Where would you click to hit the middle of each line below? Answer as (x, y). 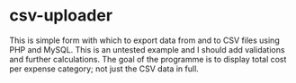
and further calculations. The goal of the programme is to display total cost (148, 59)
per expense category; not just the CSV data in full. (104, 69)
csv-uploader (61, 16)
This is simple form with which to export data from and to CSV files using (145, 40)
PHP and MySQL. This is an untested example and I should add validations (147, 49)
